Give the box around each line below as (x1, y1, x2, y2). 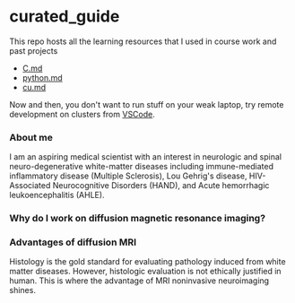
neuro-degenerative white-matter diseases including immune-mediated (9, 161, 273, 172)
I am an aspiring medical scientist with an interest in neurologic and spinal (9, 151, 282, 162)
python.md (22, 72, 63, 82)
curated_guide (9, 6, 120, 27)
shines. (9, 285, 36, 296)
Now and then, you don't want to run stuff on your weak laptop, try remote (9, 99, 284, 109)
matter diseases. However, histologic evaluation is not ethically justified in (9, 266, 282, 277)
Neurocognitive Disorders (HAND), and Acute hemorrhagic (52, 180, 270, 191)
